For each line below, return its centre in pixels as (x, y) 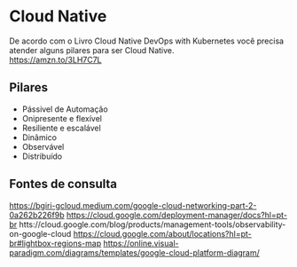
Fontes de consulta (63, 184)
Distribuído (42, 156)
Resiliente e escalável (62, 128)
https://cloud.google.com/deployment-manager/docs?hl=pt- (177, 215)
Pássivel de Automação (65, 109)
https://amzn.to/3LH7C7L (55, 59)
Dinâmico (39, 137)
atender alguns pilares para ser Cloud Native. (92, 50)
